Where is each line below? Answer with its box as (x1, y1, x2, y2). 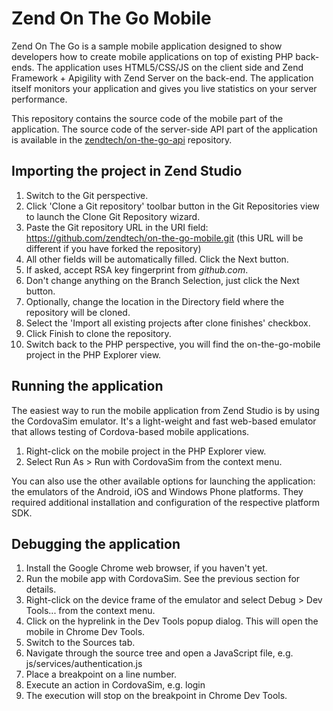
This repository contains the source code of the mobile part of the (11, 112, 284, 124)
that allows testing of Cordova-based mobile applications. (11, 425, 250, 437)
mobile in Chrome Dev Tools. (25, 626, 146, 638)
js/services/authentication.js (25, 658, 143, 670)
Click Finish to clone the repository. (25, 327, 172, 339)
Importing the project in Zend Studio (11, 163, 243, 180)
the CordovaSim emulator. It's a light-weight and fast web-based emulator (11, 415, 317, 427)
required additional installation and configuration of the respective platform (11, 496, 321, 508)
